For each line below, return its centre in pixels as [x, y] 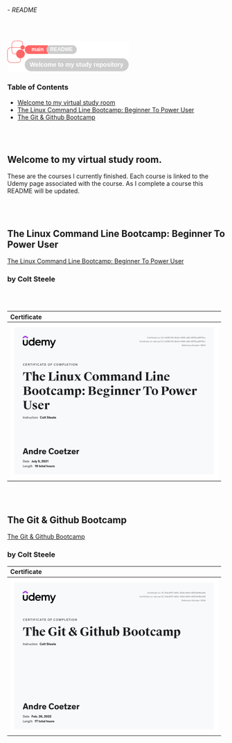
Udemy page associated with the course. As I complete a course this [105, 184]
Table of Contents [38, 87]
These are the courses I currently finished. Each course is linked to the [108, 176]
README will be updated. [43, 191]
